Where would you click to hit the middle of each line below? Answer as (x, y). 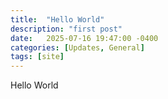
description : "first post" (66, 29)
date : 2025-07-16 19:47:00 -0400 (84, 38)
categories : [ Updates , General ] (77, 47)
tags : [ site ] (37, 57)
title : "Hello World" (57, 19)
